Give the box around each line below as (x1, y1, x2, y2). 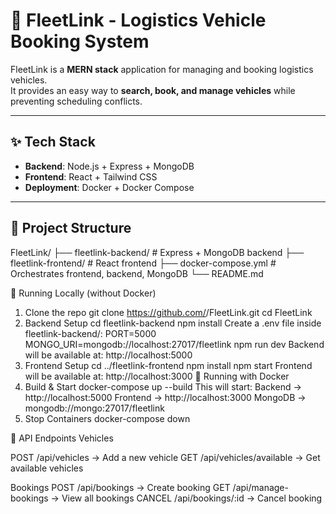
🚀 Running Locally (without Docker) (10, 287, 157, 299)
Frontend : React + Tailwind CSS (24, 170, 158, 183)
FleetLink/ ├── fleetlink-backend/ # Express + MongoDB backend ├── (10, 246, 305, 258)
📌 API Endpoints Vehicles (10, 432, 114, 444)
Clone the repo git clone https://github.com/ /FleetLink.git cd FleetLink (24, 306, 313, 318)
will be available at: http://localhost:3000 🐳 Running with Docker (24, 370, 290, 382)
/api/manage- (232, 481, 289, 493)
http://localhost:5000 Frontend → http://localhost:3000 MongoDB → (24, 391, 307, 403)
